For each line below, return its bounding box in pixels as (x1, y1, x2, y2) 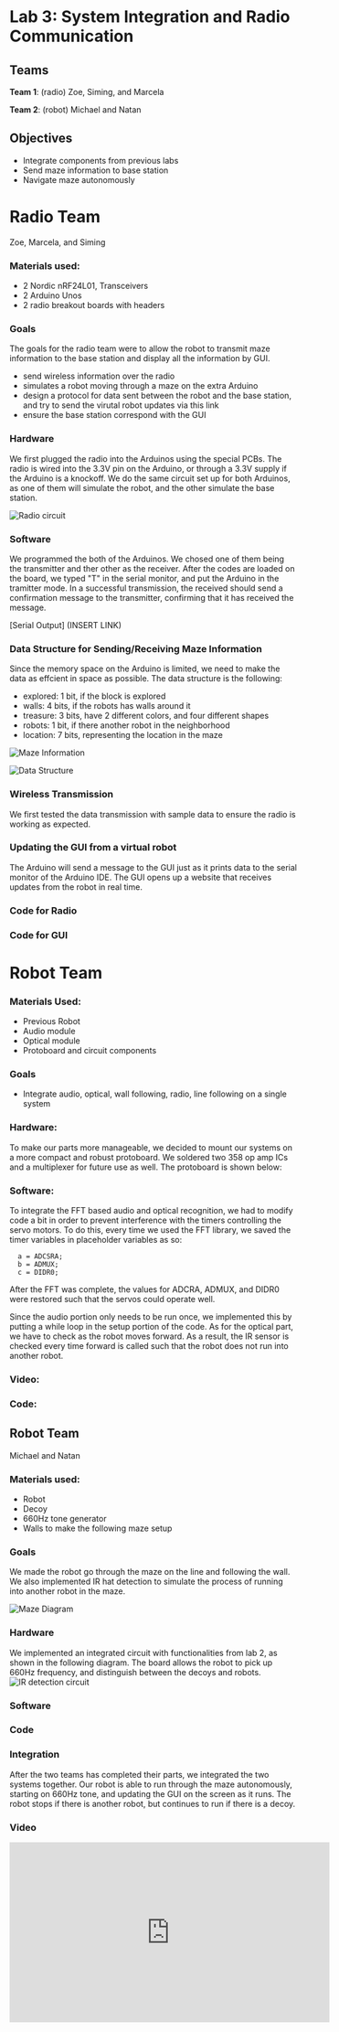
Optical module (22, 1035, 80, 1046)
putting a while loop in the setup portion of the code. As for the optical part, (9, 1321, 294, 1332)
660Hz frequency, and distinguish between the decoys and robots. (9, 1666, 262, 1677)
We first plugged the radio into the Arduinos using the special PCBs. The (9, 453, 282, 464)
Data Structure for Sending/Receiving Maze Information (9, 642, 262, 655)
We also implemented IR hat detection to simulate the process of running (9, 1576, 283, 1588)
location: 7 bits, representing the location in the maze (22, 730, 224, 741)
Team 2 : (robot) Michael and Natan (9, 104, 142, 115)
